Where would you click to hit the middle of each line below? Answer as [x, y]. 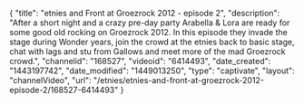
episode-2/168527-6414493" [64, 90]
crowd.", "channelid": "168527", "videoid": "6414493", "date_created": [140, 61]
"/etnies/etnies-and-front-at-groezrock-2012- [179, 80]
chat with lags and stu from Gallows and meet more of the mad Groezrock [147, 52]
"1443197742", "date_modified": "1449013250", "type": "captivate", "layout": [152, 71]
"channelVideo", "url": [51, 80]
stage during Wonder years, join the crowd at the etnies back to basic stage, [152, 42]
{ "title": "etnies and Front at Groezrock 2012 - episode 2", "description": [145, 13]
